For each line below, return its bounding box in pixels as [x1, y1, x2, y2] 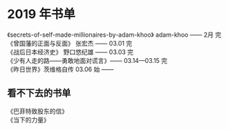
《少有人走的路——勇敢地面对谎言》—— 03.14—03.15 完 [7, 56, 168, 64]
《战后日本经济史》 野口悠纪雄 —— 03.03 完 [7, 48, 134, 56]
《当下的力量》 [7, 115, 50, 124]
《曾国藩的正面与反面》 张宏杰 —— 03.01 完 [7, 39, 133, 47]
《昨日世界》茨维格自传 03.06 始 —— [7, 65, 114, 73]
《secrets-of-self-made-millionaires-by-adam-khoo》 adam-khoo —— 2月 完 [7, 30, 222, 39]
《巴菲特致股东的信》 [7, 106, 68, 115]
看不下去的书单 [7, 87, 71, 99]
